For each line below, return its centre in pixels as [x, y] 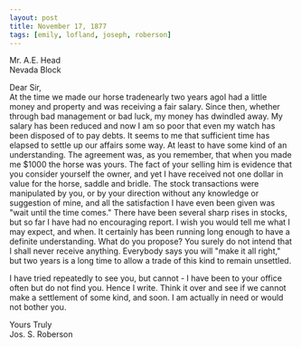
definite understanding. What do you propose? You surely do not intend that [150, 242]
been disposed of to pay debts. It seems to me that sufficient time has [140, 136]
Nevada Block [35, 70]
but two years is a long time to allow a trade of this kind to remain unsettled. [150, 261]
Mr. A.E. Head [35, 61]
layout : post [34, 18]
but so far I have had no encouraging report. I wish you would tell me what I [150, 222]
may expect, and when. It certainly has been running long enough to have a [150, 232]
